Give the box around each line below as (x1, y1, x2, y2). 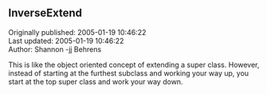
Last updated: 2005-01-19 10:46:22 (8, 36, 124, 45)
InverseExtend (8, 6, 82, 20)
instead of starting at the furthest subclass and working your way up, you (8, 68, 249, 78)
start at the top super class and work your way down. (8, 76, 183, 86)
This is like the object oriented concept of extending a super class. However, (8, 60, 260, 69)
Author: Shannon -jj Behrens (8, 44, 102, 54)
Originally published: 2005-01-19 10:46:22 (8, 27, 147, 37)
